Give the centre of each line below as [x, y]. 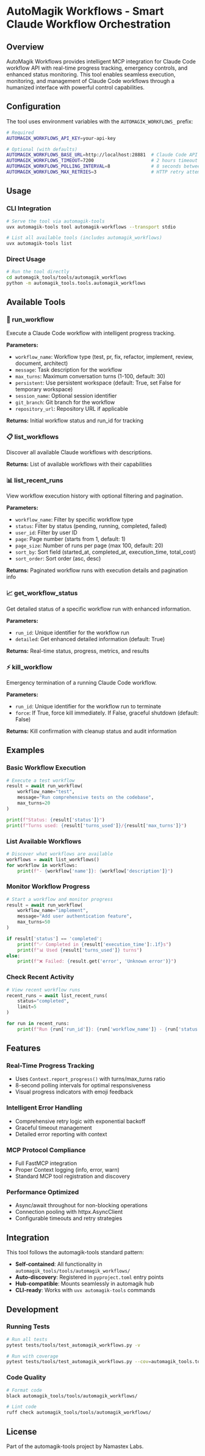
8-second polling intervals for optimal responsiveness [83, 1086]
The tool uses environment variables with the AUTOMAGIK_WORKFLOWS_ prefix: [100, 121]
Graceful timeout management [54, 1127]
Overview [25, 47]
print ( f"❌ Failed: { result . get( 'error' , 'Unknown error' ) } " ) [97, 961]
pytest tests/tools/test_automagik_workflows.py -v [73, 1345]
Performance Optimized [43, 1192]
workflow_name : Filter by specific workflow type [74, 520]
